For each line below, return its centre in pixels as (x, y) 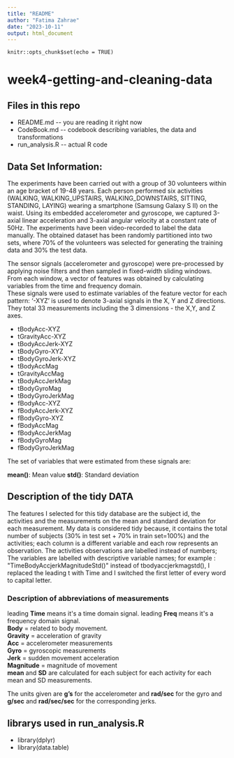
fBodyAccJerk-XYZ (45, 411)
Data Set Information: (55, 166)
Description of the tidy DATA (71, 497)
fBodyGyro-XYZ (41, 418)
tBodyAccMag (38, 366)
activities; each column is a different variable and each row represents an (113, 543)
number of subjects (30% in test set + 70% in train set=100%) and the (108, 535)
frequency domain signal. (44, 621)
